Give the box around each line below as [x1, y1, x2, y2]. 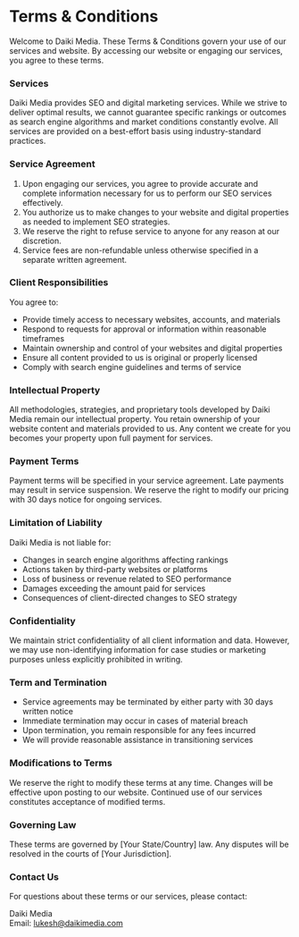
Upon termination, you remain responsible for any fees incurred [21, 725, 256, 736]
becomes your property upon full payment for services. [9, 433, 213, 443]
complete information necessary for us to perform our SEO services [21, 188, 272, 198]
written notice [21, 706, 74, 717]
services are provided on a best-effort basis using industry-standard [9, 126, 262, 137]
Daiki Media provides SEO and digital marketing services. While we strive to [9, 97, 287, 108]
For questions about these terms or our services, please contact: [9, 891, 248, 902]
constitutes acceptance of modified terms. [9, 796, 166, 806]
